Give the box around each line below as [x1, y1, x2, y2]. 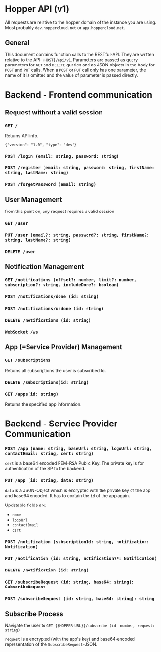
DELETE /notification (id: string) [5, 568, 89, 573]
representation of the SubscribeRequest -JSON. [5, 641, 98, 647]
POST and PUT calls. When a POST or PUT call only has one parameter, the [5, 67, 146, 73]
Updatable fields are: [5, 502, 47, 508]
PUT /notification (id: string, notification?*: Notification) [5, 555, 157, 561]
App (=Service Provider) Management [5, 343, 122, 351]
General [5, 39, 30, 47]
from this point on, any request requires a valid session [5, 209, 115, 214]
